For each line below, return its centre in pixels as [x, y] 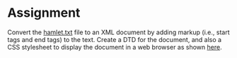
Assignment [44, 13]
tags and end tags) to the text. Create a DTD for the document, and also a [114, 39]
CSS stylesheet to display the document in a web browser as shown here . [115, 47]
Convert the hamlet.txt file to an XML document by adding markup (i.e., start [118, 32]
